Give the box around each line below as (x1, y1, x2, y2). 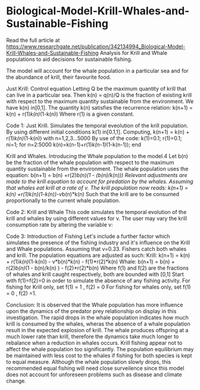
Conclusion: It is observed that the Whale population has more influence (6, 301, 183, 308)
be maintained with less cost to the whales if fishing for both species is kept (6, 352, 192, 359)
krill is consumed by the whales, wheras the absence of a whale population (6, 320, 190, 327)
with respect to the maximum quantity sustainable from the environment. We (6, 97, 194, 105)
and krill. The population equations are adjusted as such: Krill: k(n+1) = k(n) (6, 252, 190, 259)
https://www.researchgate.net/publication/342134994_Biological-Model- (6, 43, 186, 50)
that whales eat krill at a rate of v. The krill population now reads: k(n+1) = (6, 184, 189, 191)
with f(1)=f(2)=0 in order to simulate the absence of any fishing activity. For (6, 277, 190, 284)
